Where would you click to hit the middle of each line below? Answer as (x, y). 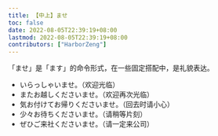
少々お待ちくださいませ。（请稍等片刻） (83, 114)
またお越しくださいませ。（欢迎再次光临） (87, 94)
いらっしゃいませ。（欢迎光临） (69, 85)
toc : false (26, 23)
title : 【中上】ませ (38, 15)
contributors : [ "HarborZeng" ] (58, 45)
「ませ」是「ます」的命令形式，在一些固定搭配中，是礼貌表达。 (111, 68)
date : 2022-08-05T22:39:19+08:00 (63, 30)
